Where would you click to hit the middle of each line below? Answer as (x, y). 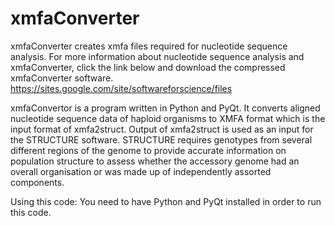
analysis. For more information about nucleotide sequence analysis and (157, 56)
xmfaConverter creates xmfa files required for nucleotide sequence (149, 46)
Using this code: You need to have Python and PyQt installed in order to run (166, 201)
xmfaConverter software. (62, 78)
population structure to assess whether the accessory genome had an (155, 161)
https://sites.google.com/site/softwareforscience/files (121, 88)
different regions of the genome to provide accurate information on (148, 150)
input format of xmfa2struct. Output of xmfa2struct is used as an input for (162, 129)
